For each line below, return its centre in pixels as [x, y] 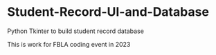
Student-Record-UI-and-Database [108, 12]
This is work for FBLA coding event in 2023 [69, 44]
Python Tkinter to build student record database [75, 31]
